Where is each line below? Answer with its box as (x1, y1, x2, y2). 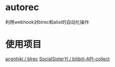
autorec (5, 2, 40, 13)
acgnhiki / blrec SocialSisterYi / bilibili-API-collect (5, 55, 110, 62)
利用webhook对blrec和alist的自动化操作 (5, 19, 89, 25)
